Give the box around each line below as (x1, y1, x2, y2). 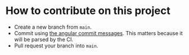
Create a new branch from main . (14, 23, 92, 30)
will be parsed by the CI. (14, 36, 74, 43)
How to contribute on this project (5, 4, 171, 18)
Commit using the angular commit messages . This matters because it (14, 29, 183, 36)
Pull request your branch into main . (14, 42, 99, 49)
